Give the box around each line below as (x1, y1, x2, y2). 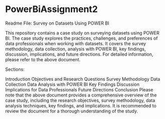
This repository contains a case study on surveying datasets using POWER (5, 30, 159, 36)
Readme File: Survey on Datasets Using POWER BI (5, 20, 109, 26)
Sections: (5, 66, 25, 72)
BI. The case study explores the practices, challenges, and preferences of (5, 35, 158, 41)
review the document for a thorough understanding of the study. (5, 108, 138, 114)
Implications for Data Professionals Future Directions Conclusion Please (5, 86, 153, 92)
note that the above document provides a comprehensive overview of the (5, 92, 157, 98)
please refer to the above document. (5, 56, 81, 62)
